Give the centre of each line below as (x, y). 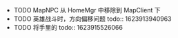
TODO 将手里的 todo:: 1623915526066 (68, 27)
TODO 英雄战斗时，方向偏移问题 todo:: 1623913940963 (92, 19)
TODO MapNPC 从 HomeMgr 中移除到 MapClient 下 (87, 10)
